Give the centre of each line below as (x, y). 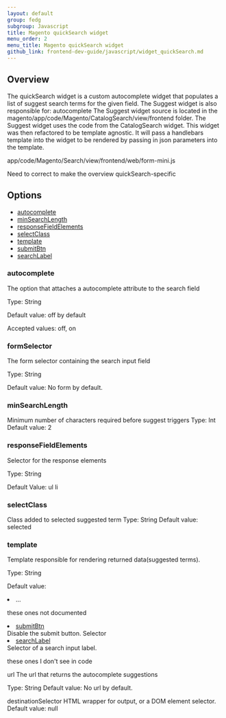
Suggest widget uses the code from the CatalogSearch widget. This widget (113, 125)
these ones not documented (47, 613)
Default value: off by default (47, 315)
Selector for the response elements (57, 460)
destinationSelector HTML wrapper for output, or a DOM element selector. (112, 702)
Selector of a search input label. (52, 648)
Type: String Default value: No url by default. (70, 688)
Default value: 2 (29, 428)
